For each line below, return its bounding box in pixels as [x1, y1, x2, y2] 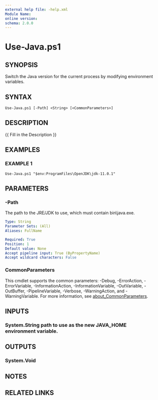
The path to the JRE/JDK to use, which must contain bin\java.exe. [5, 210, 135, 216]
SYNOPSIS [5, 61, 38, 69]
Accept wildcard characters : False [5, 255, 77, 260]
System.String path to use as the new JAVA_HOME [5, 321, 127, 328]
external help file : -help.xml [5, 7, 68, 12]
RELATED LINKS [5, 388, 54, 397]
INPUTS [5, 307, 29, 315]
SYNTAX [5, 93, 32, 101]
